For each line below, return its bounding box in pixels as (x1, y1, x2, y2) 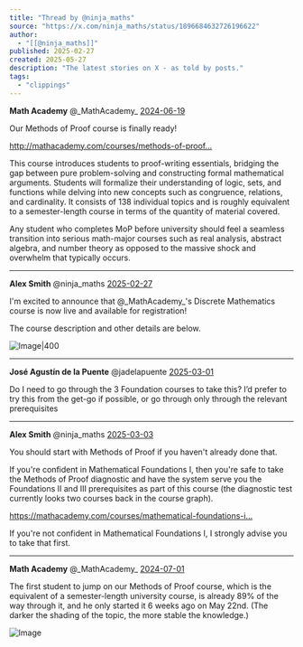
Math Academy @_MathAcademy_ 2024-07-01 (9, 563, 185, 574)
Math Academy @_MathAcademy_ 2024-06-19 (9, 105, 186, 116)
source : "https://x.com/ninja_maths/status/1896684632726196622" (9, 22, 260, 31)
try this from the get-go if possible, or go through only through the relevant (9, 393, 288, 404)
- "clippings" (17, 80, 70, 89)
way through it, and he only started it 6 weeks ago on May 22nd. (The (9, 600, 269, 611)
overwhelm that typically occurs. (9, 252, 131, 263)
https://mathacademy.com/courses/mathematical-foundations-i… (9, 510, 253, 520)
